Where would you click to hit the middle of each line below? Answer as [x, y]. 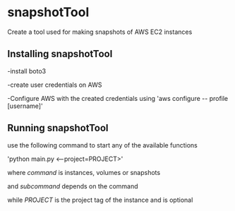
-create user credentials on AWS [55, 85]
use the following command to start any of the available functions [102, 145]
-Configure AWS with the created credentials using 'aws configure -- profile [118, 98]
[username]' [25, 106]
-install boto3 [27, 71]
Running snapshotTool [58, 128]
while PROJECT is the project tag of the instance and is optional [100, 200]
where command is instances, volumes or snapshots [84, 172]
